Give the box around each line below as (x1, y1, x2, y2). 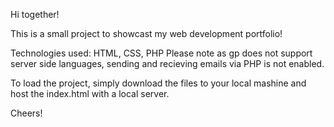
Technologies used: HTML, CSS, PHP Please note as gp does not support (10, 47, 313, 59)
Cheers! (10, 107, 43, 119)
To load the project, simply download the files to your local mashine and (10, 77, 307, 89)
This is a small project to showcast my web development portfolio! (10, 28, 283, 39)
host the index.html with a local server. (10, 88, 170, 99)
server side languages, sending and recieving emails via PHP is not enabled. (10, 58, 325, 69)
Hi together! (10, 9, 60, 20)
